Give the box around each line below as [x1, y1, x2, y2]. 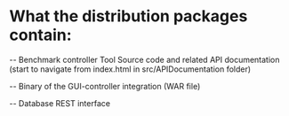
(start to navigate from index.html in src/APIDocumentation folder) [9, 64, 252, 74]
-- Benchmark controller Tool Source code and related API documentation [9, 54, 280, 65]
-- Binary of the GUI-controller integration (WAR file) [9, 81, 201, 91]
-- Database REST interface [9, 97, 111, 108]
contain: [9, 25, 73, 45]
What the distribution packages [9, 6, 248, 27]
